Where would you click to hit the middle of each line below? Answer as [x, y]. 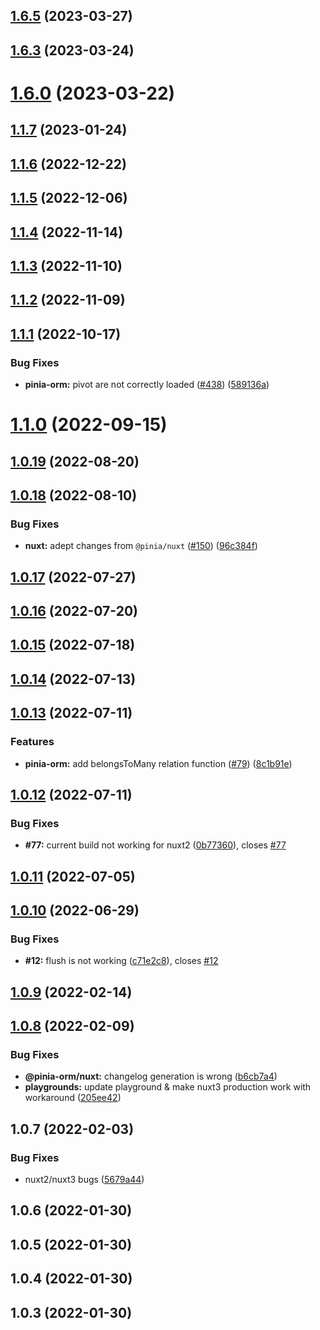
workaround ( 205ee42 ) [73, 1098]
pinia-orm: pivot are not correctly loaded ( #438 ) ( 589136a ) [147, 384]
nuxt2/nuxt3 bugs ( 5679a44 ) [84, 1180]
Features [32, 742]
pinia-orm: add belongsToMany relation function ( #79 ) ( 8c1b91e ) [158, 763]
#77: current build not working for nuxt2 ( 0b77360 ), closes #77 [155, 845]
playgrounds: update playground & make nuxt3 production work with [168, 1087]
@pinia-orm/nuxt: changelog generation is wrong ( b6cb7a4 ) [151, 1076]
